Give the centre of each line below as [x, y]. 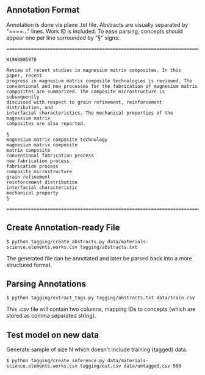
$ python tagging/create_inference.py [56, 361]
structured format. [29, 265]
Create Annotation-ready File [63, 228]
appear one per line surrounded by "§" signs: [63, 37]
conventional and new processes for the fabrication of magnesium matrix [102, 86]
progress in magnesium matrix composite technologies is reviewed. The [99, 81]
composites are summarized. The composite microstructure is [86, 91]
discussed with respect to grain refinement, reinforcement [85, 102]
